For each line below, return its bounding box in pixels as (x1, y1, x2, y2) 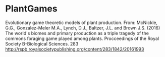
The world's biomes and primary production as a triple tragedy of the (5, 30, 149, 36)
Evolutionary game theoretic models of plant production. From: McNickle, (5, 19, 158, 25)
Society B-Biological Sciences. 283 (5, 40, 79, 46)
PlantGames (5, 3, 58, 14)
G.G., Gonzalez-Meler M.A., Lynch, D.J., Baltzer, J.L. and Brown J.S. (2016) (5, 24, 160, 30)
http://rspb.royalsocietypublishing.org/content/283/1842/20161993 (5, 46, 144, 52)
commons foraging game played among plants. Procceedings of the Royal (5, 35, 159, 41)
